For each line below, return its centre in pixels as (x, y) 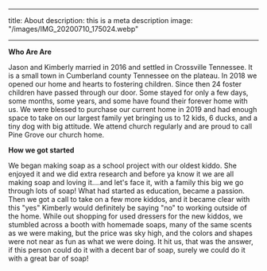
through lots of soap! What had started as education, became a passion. (126, 191)
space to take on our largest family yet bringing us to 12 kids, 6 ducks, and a (133, 118)
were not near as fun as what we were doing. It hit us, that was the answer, (131, 242)
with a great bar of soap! (48, 258)
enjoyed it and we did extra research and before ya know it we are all (121, 174)
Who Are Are (30, 52)
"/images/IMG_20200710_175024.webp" (74, 29)
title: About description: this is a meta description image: (101, 20)
